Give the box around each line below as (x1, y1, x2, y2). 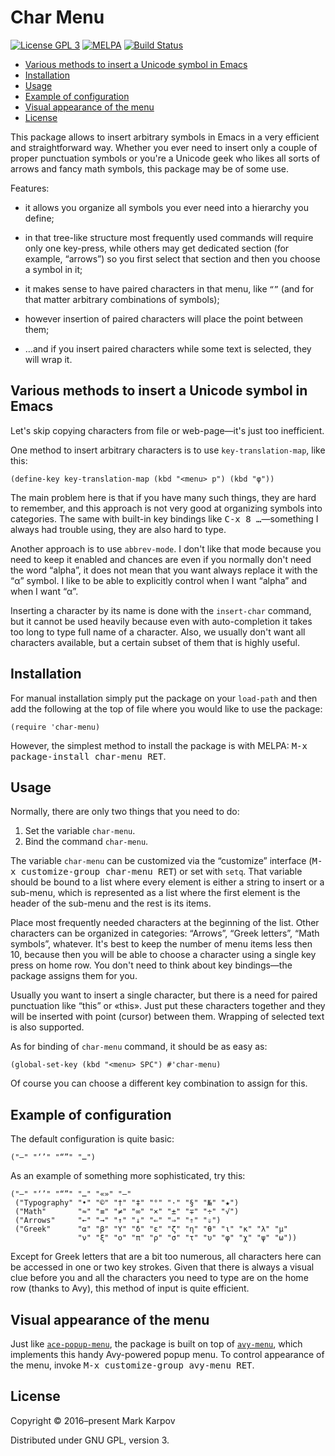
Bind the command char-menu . (24, 836, 149, 848)
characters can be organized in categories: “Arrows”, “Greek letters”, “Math (10, 927, 320, 940)
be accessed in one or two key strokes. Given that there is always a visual (10, 1261, 315, 1273)
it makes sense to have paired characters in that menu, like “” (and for (24, 282, 315, 295)
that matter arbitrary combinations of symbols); (24, 293, 220, 305)
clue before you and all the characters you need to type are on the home (10, 1272, 309, 1284)
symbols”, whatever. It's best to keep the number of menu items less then (10, 938, 313, 950)
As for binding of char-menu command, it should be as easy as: (10, 1041, 268, 1053)
